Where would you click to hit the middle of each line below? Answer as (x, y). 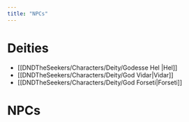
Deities (28, 48)
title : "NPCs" (28, 14)
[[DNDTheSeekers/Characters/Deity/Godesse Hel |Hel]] (97, 68)
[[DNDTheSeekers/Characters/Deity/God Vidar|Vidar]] (95, 75)
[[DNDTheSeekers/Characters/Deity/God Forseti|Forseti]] (100, 82)
